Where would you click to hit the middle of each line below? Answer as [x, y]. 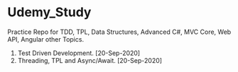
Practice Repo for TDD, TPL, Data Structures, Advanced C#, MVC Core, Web [119, 32]
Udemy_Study [49, 12]
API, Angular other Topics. [45, 39]
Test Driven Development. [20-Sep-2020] [79, 53]
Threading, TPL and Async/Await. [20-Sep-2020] [90, 60]
